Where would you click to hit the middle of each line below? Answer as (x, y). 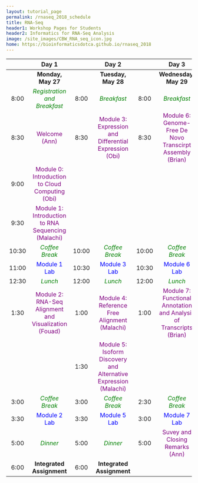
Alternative (113, 373)
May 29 (177, 81)
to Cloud (49, 184)
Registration (49, 91)
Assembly (177, 152)
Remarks (177, 446)
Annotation (177, 305)
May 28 (113, 81)
